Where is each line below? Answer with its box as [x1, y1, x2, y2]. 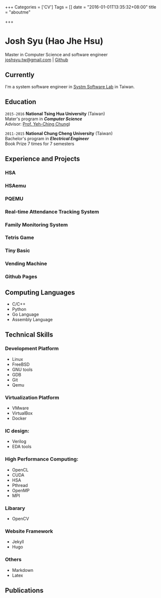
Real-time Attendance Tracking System [5, 208, 99, 215]
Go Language [12, 311, 40, 317]
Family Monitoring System [5, 221, 68, 228]
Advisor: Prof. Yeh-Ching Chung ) [5, 121, 71, 127]
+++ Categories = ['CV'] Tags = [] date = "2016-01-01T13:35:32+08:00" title [5, 4, 157, 10]
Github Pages [5, 274, 38, 280]
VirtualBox [12, 410, 33, 416]
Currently [5, 71, 35, 79]
